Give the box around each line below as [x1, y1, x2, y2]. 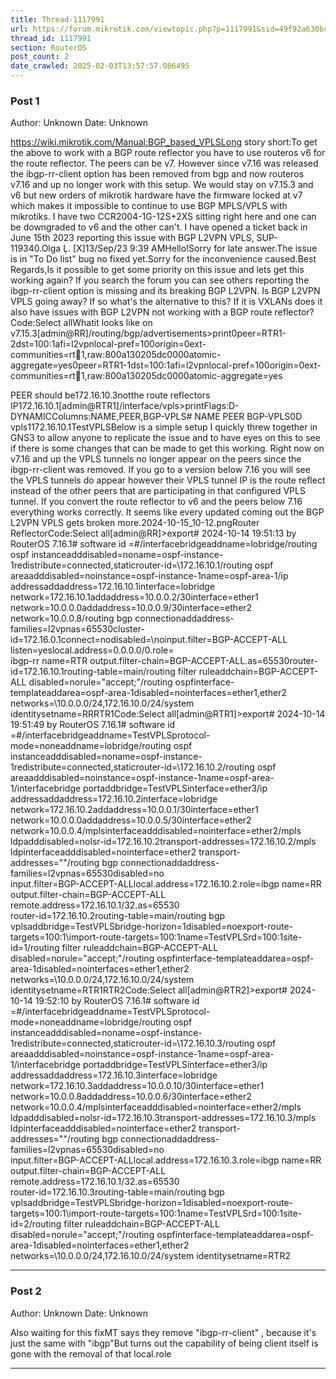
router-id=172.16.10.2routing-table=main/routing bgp [10, 910, 226, 922]
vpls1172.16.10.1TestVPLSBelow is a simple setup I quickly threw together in [10, 421, 318, 433]
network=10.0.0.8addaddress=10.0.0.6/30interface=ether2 [10, 1091, 252, 1103]
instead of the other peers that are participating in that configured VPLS [10, 485, 306, 497]
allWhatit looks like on [63, 317, 153, 329]
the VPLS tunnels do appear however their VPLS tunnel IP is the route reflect [10, 474, 326, 486]
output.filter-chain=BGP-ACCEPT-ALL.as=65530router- [89, 655, 318, 667]
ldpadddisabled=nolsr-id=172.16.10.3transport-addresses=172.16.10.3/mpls [10, 1112, 317, 1124]
